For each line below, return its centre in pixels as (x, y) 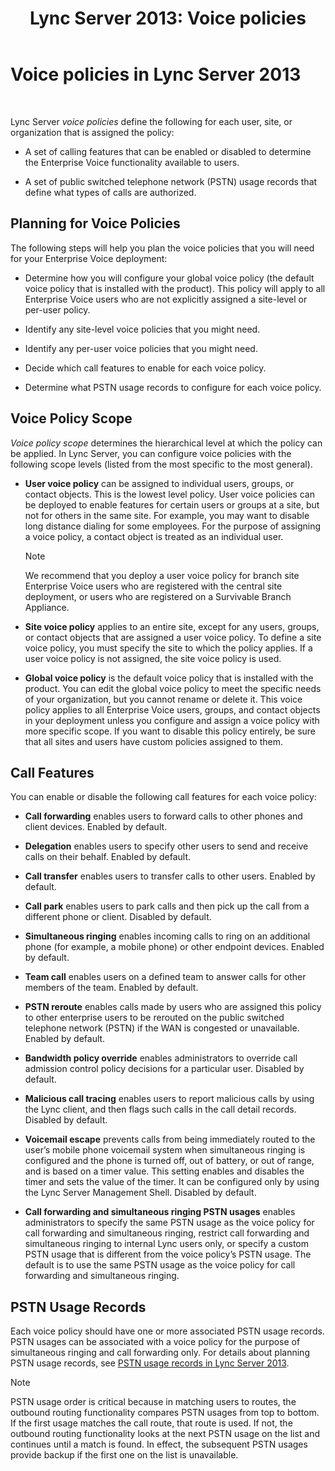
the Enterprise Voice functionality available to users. (132, 162)
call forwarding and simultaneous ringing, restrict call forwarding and (167, 1233)
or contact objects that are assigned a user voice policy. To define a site (173, 637)
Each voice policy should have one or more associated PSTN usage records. (167, 1331)
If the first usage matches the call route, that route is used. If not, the (151, 1423)
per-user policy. (57, 309)
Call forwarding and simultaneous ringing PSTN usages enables (160, 1212)
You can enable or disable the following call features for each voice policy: (163, 797)
